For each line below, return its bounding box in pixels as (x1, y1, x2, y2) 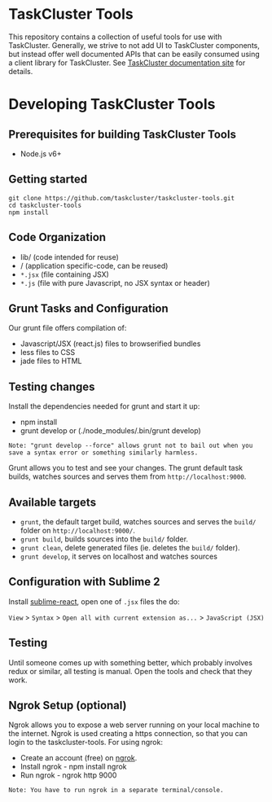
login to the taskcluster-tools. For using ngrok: (8, 738, 163, 747)
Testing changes (8, 379, 95, 393)
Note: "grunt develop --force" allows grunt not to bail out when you (8, 441, 253, 450)
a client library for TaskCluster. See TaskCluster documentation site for (8, 58, 246, 68)
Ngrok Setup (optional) (8, 699, 128, 712)
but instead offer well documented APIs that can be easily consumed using (8, 49, 261, 59)
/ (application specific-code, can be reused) (20, 261, 169, 270)
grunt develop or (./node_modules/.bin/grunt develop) (20, 426, 201, 436)
